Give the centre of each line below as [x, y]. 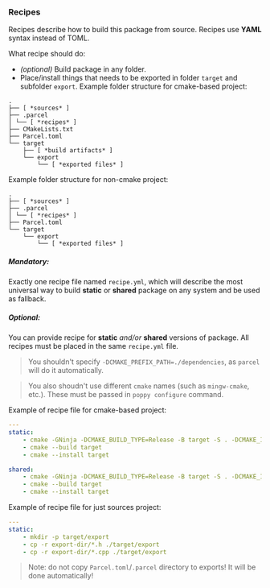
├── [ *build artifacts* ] [68, 151]
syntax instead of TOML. [49, 38]
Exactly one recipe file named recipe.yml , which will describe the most [126, 282]
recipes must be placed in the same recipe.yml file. [94, 346]
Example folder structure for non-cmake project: [88, 180]
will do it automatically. [66, 371]
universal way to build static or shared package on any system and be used [134, 290]
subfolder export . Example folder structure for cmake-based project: [133, 86]
